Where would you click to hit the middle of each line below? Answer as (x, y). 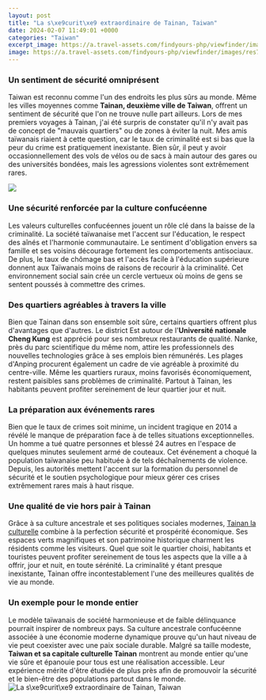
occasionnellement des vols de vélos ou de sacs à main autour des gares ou (133, 156)
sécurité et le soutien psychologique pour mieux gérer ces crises (114, 477)
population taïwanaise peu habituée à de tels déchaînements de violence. (128, 460)
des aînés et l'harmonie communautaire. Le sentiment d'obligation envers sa (133, 242)
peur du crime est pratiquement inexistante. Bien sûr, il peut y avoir (118, 148)
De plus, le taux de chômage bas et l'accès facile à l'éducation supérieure (129, 259)
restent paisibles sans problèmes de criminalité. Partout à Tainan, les (120, 380)
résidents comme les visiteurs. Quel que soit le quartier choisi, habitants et (130, 549)
